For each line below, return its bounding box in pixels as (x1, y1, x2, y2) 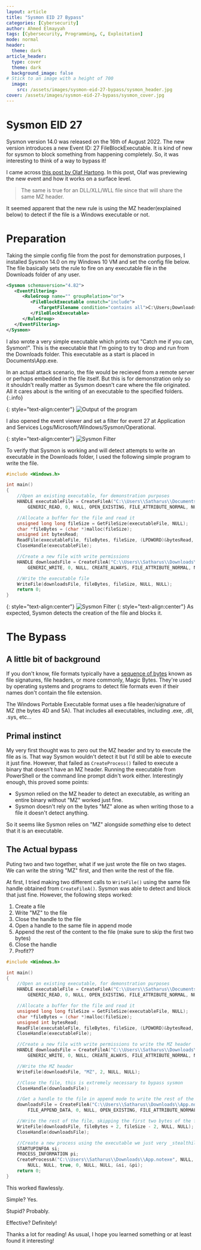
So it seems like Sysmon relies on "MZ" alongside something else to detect (6, 821, 191, 828)
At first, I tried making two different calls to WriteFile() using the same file (6, 878, 190, 885)
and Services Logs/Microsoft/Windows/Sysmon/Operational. (6, 423, 156, 431)
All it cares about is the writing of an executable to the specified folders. (6, 388, 184, 395)
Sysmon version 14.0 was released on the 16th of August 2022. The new (6, 138, 185, 145)
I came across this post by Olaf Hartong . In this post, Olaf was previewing (6, 168, 187, 175)
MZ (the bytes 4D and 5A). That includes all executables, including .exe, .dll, (6, 707, 194, 715)
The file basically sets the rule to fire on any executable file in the (6, 264, 167, 271)
